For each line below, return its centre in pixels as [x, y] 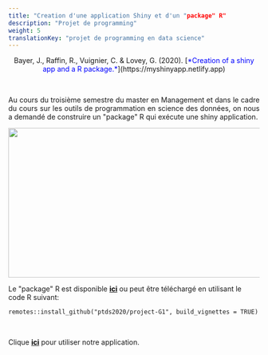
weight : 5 [25, 30]
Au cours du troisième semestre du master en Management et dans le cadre [134, 100]
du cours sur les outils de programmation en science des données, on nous [134, 108]
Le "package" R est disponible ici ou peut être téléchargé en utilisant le [125, 289]
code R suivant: [34, 298]
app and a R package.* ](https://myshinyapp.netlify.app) [134, 69]
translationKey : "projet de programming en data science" [106, 38]
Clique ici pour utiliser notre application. [74, 342]
